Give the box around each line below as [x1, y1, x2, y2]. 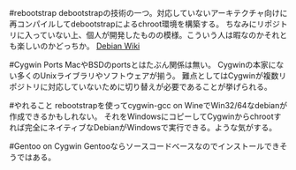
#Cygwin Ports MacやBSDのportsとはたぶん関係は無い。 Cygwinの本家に [9, 60, 277, 70]
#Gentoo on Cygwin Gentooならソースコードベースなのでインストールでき [9, 141, 280, 152]
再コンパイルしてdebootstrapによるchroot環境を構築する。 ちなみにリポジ [9, 18, 280, 29]
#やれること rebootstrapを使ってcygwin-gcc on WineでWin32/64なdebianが [9, 100, 288, 110]
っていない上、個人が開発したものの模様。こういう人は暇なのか [32, 30, 265, 40]
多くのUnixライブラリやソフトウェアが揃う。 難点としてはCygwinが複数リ [16, 70, 287, 81]
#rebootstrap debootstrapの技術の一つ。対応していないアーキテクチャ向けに [9, 8, 288, 18]
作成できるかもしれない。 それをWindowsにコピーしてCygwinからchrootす [9, 111, 282, 122]
